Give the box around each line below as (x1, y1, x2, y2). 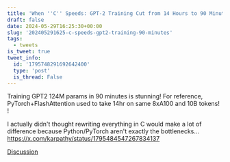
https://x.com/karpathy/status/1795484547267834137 (7, 135, 160, 143)
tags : (7, 36, 23, 42)
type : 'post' (13, 67, 51, 74)
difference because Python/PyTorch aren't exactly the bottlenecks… (7, 127, 200, 135)
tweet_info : (7, 55, 41, 62)
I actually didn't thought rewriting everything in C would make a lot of (7, 120, 202, 129)
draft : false (7, 16, 44, 23)
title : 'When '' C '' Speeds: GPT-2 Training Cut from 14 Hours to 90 (7, 10, 207, 17)
